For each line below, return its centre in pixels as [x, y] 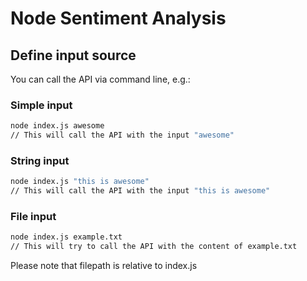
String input [40, 160]
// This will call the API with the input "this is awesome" [140, 191]
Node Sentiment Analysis [118, 18]
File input [33, 217]
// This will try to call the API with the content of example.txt [154, 247]
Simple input [41, 105]
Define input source [73, 55]
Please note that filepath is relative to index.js [104, 266]
